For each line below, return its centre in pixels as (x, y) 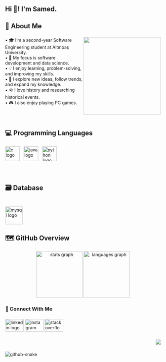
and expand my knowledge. (33, 84)
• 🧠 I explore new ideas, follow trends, (44, 79)
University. (16, 52)
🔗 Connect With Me (29, 309)
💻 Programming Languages (49, 133)
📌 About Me (23, 26)
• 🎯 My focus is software (30, 58)
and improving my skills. (30, 74)
